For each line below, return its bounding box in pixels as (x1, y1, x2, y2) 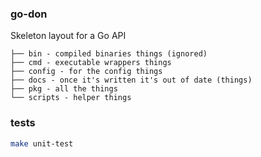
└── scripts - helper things (10, 93, 132, 103)
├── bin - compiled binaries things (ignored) (10, 49, 208, 59)
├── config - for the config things (10, 67, 163, 77)
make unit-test (10, 138, 74, 149)
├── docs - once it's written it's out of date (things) (10, 75, 253, 86)
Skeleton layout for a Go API (10, 30, 127, 42)
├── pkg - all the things (10, 84, 118, 94)
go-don (10, 7, 48, 21)
